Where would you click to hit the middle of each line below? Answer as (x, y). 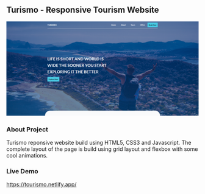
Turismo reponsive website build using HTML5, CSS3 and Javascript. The (99, 143)
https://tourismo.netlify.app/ (41, 184)
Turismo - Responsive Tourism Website (83, 10)
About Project (27, 129)
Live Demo (22, 171)
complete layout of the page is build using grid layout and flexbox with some (102, 149)
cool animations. (27, 156)
